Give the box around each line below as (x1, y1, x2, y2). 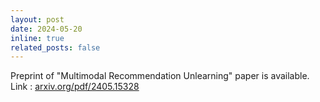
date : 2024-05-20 (10, 24, 83, 34)
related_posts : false (10, 42, 101, 53)
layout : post (10, 14, 65, 25)
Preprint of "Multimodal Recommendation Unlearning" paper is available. (10, 70, 310, 82)
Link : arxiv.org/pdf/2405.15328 (10, 81, 140, 93)
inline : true (10, 33, 65, 43)
